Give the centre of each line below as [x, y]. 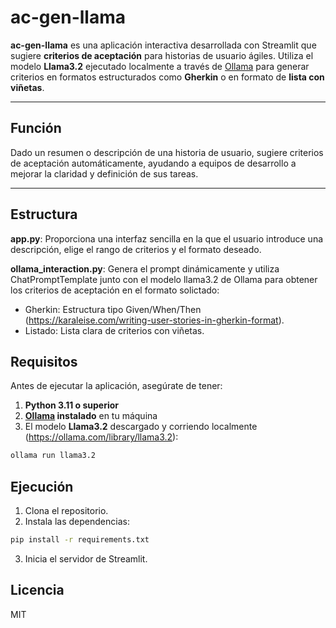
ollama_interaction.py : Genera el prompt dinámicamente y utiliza [145, 268]
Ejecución [42, 486]
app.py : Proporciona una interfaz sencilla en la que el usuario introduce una [167, 238]
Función [36, 128]
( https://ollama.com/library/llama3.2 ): [101, 437]
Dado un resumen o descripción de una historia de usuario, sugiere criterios [167, 152]
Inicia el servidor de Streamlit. [86, 558]
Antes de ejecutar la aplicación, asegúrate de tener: [116, 386]
